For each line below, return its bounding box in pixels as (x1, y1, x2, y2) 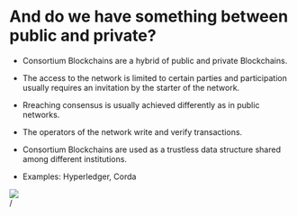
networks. (22, 109, 60, 120)
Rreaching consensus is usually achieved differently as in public (22, 99, 260, 110)
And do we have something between (9, 6, 289, 27)
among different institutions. (22, 153, 128, 164)
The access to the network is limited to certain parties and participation (22, 72, 288, 83)
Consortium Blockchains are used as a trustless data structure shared (22, 144, 282, 155)
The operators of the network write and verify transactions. (22, 126, 243, 137)
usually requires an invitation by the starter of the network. (22, 82, 240, 93)
